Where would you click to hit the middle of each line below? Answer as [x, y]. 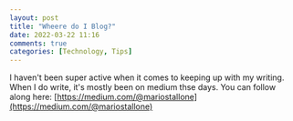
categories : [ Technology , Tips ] [71, 52]
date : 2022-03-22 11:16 [55, 35]
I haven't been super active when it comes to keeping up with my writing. [147, 77]
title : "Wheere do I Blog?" [63, 26]
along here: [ [33, 97]
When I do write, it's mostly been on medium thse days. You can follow [143, 87]
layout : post [34, 18]
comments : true [38, 43]
